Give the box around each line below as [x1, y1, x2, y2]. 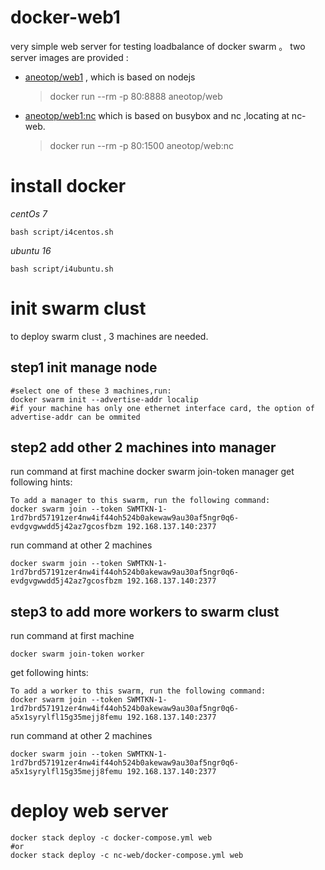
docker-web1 [10, 6, 121, 29]
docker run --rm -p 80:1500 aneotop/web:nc [49, 139, 235, 151]
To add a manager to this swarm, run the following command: [10, 496, 271, 506]
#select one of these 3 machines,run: [10, 386, 172, 396]
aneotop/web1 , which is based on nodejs [24, 71, 196, 83]
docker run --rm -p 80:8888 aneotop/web [49, 90, 223, 102]
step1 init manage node [10, 359, 158, 376]
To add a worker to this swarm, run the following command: [10, 686, 267, 696]
